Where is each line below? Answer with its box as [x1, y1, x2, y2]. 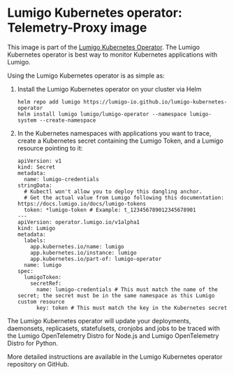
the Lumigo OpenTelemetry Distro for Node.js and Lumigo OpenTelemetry [7, 331, 219, 340]
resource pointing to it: [17, 143, 83, 152]
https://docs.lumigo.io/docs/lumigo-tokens [17, 200, 147, 207]
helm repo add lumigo [17, 98, 80, 106]
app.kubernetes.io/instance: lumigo [30, 249, 137, 256]
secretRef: [30, 280, 62, 287]
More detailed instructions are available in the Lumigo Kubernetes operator [7, 352, 223, 361]
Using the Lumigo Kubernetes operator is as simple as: [7, 71, 166, 80]
